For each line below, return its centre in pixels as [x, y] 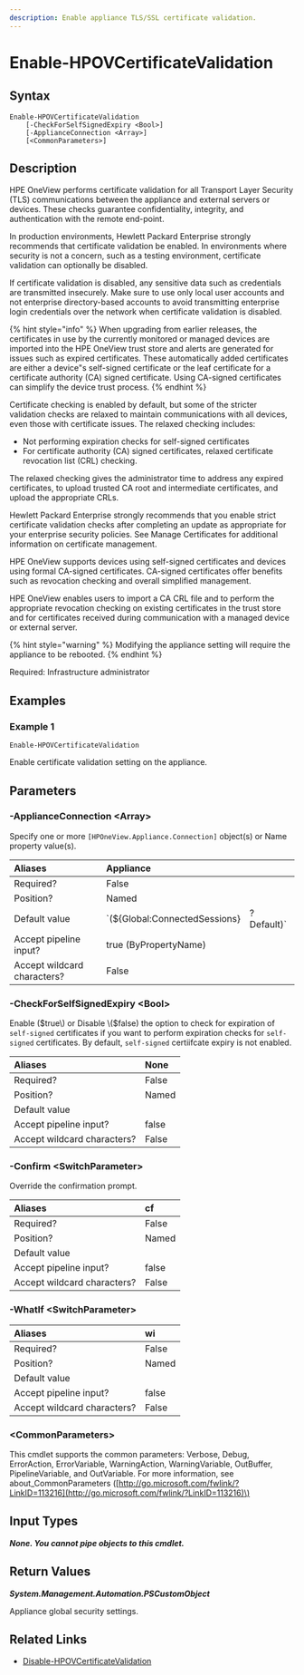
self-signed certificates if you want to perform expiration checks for [137, 1033]
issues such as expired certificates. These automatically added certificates [149, 358]
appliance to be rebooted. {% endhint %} [86, 654]
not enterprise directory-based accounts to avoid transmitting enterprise [145, 302]
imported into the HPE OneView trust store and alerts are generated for [142, 349]
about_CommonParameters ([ [64, 1483]
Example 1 [32, 726]
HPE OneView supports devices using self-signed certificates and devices [148, 562]
